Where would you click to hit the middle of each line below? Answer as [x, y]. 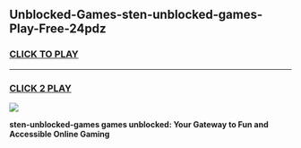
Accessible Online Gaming [60, 134]
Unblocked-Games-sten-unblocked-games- [136, 15]
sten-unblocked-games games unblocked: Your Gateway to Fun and [139, 124]
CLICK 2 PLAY [40, 88]
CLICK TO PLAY [44, 55]
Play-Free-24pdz [58, 29]
